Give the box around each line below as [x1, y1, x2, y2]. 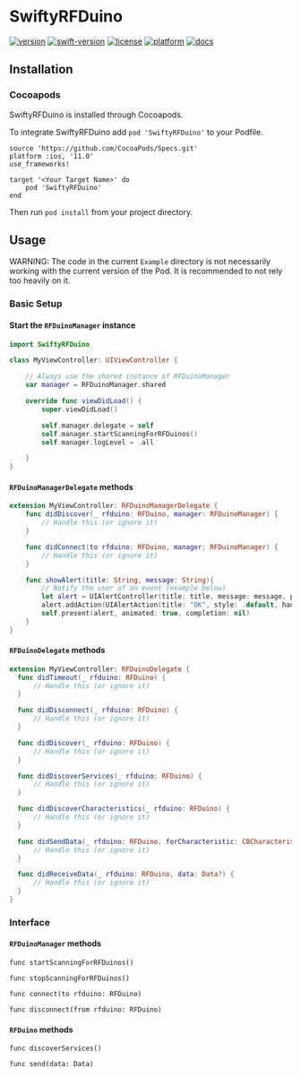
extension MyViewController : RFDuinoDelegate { [9, 665, 191, 674]
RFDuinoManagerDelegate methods [9, 481, 134, 492]
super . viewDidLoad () [41, 405, 118, 414]
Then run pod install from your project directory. [9, 206, 193, 217]
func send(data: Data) [9, 1060, 94, 1069]
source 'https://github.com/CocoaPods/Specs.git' [9, 143, 199, 153]
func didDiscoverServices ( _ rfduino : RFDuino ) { [17, 771, 202, 780]
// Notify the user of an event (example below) [41, 584, 227, 593]
